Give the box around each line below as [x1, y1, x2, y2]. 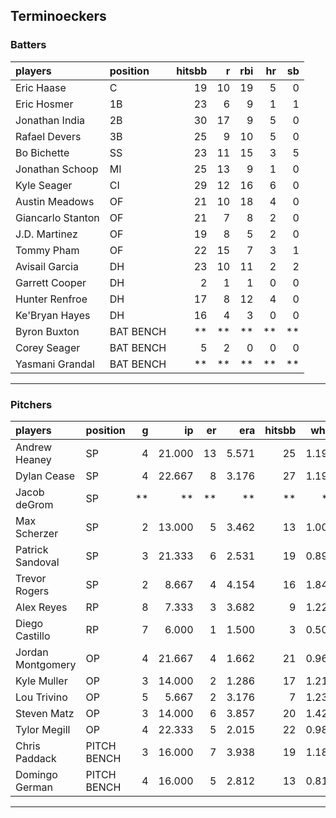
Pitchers [10, 397, 53, 411]
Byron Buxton [15, 324, 80, 338]
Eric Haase [15, 80, 67, 94]
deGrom [15, 497, 54, 511]
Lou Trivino [15, 690, 68, 704]
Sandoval [15, 555, 60, 569]
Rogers [15, 584, 50, 598]
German [15, 780, 53, 794]
